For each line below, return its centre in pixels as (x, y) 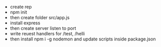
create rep (21, 7)
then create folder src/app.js (40, 17)
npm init (18, 12)
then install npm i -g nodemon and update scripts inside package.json (83, 39)
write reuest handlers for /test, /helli (47, 34)
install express (25, 23)
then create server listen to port (43, 28)
